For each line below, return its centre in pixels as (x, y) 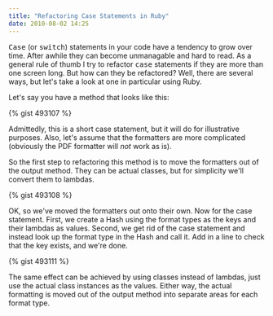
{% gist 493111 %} (39, 261)
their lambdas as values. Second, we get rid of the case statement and (127, 228)
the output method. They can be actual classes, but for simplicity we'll (126, 170)
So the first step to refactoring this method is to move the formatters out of (134, 162)
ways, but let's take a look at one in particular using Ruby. (105, 81)
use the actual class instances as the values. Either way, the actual (120, 285)
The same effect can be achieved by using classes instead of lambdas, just (134, 277)
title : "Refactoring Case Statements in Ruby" (89, 16)
